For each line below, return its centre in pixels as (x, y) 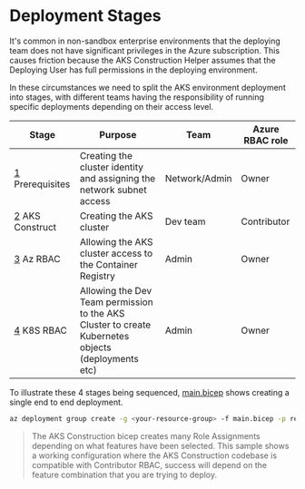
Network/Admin (198, 178)
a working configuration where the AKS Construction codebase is (154, 455)
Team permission (116, 302)
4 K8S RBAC (41, 330)
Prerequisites (42, 184)
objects (95, 347)
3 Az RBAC (37, 259)
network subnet (113, 190)
